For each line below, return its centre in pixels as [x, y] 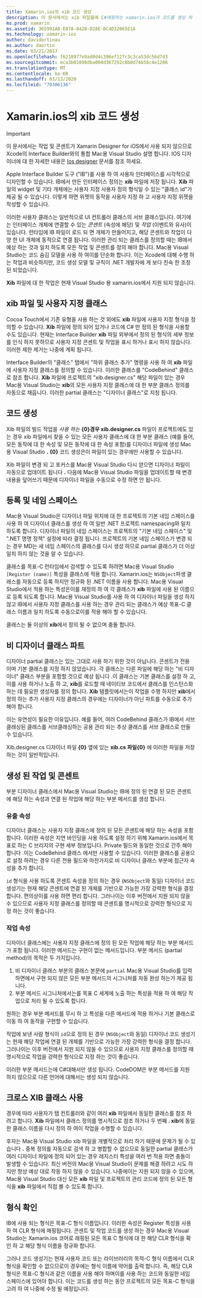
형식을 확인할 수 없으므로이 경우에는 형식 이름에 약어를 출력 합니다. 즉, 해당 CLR [99, 1266]
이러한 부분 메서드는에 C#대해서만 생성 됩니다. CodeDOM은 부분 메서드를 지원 [98, 1069]
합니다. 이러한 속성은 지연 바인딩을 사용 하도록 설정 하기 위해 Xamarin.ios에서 [97, 838]
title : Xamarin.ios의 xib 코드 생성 [49, 12]
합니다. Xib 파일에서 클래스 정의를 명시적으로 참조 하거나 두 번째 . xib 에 [101, 1121]
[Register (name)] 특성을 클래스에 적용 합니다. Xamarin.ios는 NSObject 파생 [96, 574]
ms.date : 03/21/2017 [32, 51]
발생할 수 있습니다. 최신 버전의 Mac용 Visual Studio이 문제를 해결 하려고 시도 [97, 1164]
